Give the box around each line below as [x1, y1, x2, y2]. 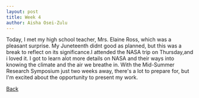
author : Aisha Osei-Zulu [6, 20, 68, 26]
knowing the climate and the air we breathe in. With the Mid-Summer [6, 61, 175, 68]
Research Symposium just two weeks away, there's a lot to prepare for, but [6, 68, 189, 75]
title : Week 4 [6, 14, 42, 20]
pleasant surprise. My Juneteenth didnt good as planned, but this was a [6, 42, 182, 49]
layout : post [6, 8, 39, 15]
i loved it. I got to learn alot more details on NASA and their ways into [6, 55, 175, 62]
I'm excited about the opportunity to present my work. [6, 74, 138, 81]
